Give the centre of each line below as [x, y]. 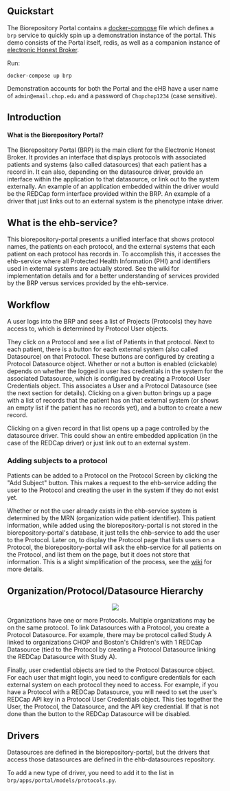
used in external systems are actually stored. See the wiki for [93, 269]
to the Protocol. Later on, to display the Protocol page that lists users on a [111, 540]
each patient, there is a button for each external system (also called [103, 349]
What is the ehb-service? [62, 223]
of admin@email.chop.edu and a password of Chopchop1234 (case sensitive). [112, 96]
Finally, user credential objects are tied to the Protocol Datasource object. [111, 670]
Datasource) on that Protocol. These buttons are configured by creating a [111, 357]
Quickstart [31, 11]
